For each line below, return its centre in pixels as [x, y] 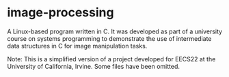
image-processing [60, 13]
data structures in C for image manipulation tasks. [77, 46]
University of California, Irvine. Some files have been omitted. [93, 66]
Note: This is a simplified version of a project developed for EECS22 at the [111, 59]
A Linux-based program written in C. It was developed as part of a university [115, 31]
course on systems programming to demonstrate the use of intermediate [109, 38]
